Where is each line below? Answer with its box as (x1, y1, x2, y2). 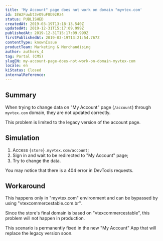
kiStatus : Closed (5, 68, 42, 73)
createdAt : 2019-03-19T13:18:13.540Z (5, 21, 84, 26)
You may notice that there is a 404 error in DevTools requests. (5, 167, 134, 173)
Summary (5, 91, 37, 99)
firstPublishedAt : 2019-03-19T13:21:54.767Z (5, 35, 100, 40)
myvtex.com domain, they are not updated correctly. (5, 109, 111, 115)
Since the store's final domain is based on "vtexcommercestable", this (5, 210, 150, 216)
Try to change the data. (12, 157, 61, 163)
